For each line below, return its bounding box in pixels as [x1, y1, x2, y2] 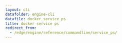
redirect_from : [5, 26, 37, 31]
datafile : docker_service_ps [5, 16, 66, 21]
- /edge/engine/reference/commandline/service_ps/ [9, 30, 117, 35]
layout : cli [5, 7, 30, 12]
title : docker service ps [5, 21, 59, 26]
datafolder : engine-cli [5, 12, 55, 17]
